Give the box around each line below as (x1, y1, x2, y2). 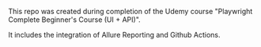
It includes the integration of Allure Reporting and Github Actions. (8, 31, 221, 39)
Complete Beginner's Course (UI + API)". (8, 15, 141, 24)
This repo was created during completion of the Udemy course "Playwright (8, 7, 253, 16)
